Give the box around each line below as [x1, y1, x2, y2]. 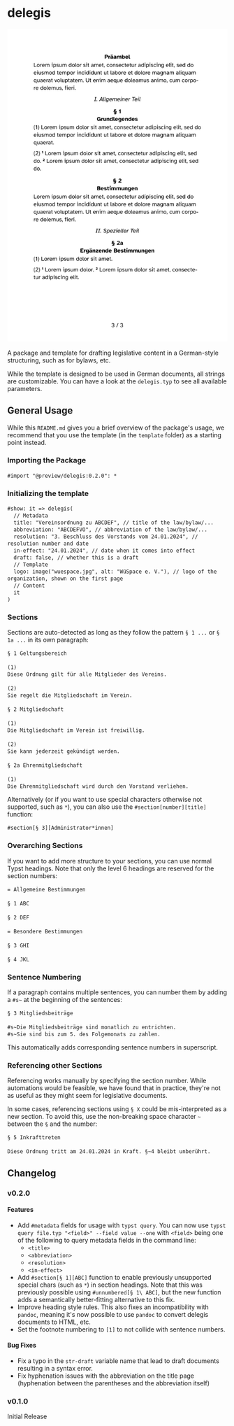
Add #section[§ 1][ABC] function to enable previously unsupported [17, 1273, 212, 1281]
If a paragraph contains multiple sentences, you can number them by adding [7, 988, 228, 996]
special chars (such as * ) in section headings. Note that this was [17, 1280, 203, 1289]
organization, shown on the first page [7, 575, 124, 582]
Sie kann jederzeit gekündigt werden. [7, 748, 120, 755]
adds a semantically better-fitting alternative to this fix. [17, 1295, 175, 1304]
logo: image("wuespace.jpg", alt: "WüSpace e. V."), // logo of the [13, 568, 217, 575]
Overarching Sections [7, 841, 83, 851]
